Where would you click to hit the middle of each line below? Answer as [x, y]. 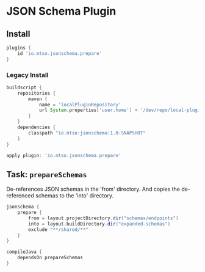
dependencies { [37, 127]
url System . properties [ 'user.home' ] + [88, 110]
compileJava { [24, 252]
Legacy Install [27, 75]
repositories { [37, 93]
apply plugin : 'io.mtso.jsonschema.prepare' [64, 155]
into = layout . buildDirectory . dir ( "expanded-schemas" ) [99, 224]
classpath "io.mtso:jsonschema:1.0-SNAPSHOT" [87, 133]
